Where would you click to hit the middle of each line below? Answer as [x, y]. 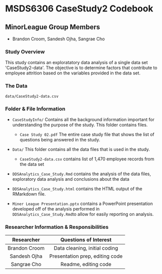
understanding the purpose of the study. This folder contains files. [80, 125]
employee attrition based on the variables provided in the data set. [73, 73]
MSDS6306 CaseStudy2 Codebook [79, 9]
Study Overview [25, 52]
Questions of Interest [86, 240]
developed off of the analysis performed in [56, 208]
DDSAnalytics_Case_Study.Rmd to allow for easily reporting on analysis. [83, 214]
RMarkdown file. [29, 194]
